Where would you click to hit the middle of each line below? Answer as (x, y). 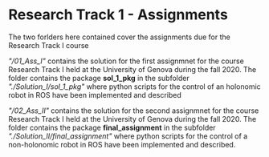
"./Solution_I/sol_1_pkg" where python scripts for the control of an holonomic (134, 87)
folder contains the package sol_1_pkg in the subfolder (99, 78)
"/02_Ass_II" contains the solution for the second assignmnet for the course (134, 111)
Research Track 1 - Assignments (118, 15)
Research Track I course (49, 45)
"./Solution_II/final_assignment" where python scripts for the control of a (128, 136)
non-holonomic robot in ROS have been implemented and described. (122, 144)
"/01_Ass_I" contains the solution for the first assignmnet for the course (126, 61)
